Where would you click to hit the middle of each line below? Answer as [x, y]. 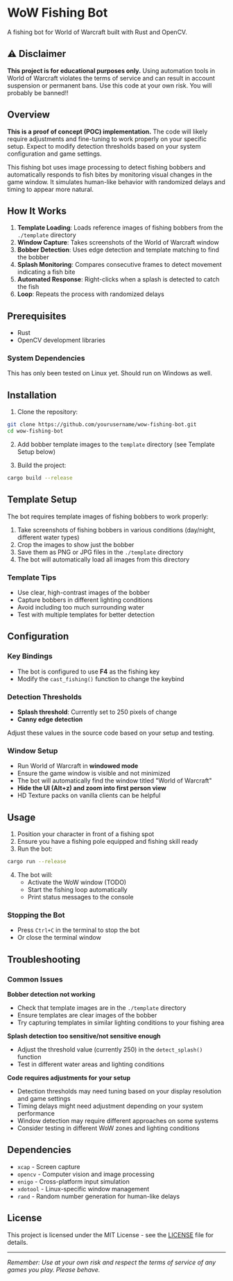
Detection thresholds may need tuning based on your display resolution [119, 1091]
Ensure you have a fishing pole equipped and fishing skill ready [107, 842]
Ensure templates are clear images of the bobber [87, 1015]
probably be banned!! [38, 92]
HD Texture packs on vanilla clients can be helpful [89, 795]
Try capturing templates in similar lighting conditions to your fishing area [121, 1022]
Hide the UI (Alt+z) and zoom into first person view [92, 788]
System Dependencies [46, 358]
